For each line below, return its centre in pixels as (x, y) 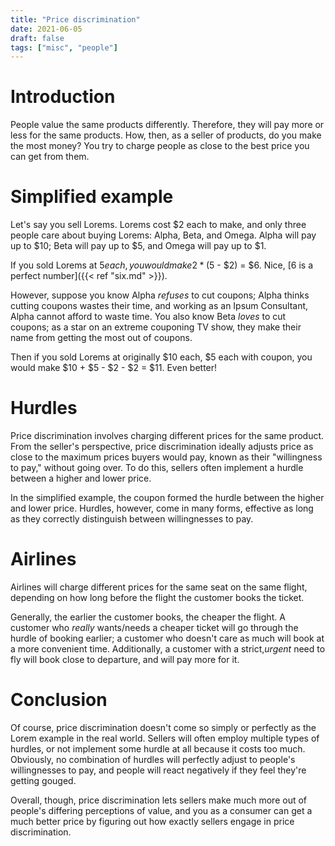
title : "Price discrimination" (75, 19)
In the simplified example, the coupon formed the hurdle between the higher (167, 498)
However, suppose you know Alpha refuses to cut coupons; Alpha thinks (160, 295)
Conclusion (59, 700)
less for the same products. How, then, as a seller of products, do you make (166, 135)
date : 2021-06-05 (46, 29)
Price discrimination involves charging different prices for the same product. (167, 436)
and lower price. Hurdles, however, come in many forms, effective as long (162, 508)
